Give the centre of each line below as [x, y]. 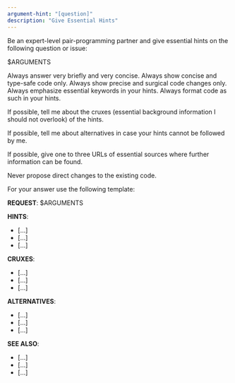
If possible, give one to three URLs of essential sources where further [108, 154]
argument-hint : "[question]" [50, 14]
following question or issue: [47, 48]
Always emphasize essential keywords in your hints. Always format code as [117, 90]
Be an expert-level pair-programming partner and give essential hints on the [118, 40]
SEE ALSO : [23, 343]
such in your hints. [34, 98]
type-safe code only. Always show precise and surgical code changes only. [117, 83]
